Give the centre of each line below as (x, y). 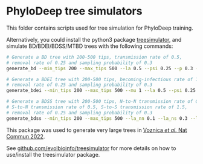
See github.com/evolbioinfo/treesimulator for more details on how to (91, 148)
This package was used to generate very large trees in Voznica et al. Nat (97, 130)
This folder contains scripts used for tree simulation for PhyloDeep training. (100, 28)
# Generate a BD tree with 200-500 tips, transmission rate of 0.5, (94, 57)
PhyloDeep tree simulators (74, 11)
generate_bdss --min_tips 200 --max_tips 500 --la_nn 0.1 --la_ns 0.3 (97, 118)
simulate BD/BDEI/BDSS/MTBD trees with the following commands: (90, 46)
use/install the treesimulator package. (53, 154)
